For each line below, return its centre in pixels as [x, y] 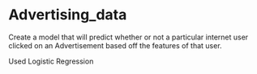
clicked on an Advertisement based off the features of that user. [115, 45]
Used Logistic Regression [51, 61]
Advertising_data [68, 15]
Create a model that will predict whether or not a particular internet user [128, 37]
